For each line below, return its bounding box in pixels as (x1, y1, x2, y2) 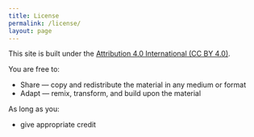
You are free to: (8, 64, 60, 74)
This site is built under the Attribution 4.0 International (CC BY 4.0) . (8, 49, 231, 59)
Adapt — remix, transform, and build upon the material (19, 89, 202, 98)
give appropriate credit (19, 120, 97, 130)
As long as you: (8, 104, 60, 114)
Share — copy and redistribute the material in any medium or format (19, 80, 247, 89)
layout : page (8, 27, 52, 35)
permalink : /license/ (8, 19, 81, 27)
